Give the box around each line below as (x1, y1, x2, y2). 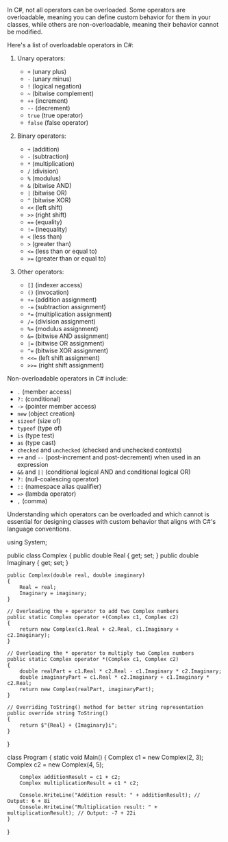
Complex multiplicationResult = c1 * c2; (19, 780, 139, 786)
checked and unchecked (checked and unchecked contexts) (16, 446, 182, 454)
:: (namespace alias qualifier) (16, 483, 102, 490)
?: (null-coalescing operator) (16, 475, 99, 483)
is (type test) (16, 431, 55, 440)
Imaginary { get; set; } (7, 559, 68, 566)
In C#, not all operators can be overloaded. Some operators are (7, 6, 186, 14)
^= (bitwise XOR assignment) (27, 346, 109, 354)
